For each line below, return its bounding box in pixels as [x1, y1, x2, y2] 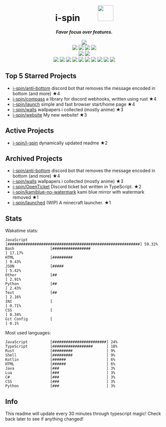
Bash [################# [5, 246, 91, 251]
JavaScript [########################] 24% [5, 339, 118, 345]
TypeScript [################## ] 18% [5, 344, 118, 349]
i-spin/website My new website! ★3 [12, 112, 87, 118]
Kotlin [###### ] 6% [5, 357, 115, 362]
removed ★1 [12, 194, 39, 201]
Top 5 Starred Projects [5, 72, 77, 80]
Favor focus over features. [56, 29, 113, 35]
